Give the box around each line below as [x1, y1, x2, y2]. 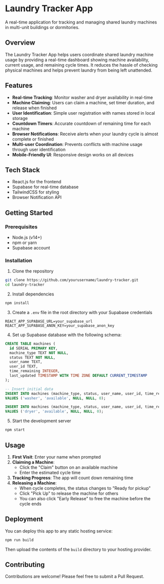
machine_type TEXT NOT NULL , [9, 350, 69, 355]
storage [12, 115, 28, 121]
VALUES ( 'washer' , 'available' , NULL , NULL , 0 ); [5, 395, 106, 401]
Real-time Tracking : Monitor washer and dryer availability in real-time [12, 94, 153, 100]
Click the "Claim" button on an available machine [19, 464, 118, 470]
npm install [5, 301, 29, 306]
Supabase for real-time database [12, 184, 79, 190]
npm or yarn [12, 240, 37, 245]
